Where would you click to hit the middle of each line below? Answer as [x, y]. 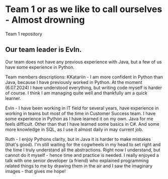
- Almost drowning [45, 20]
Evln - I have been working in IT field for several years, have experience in [82, 108]
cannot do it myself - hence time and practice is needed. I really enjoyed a [82, 155]
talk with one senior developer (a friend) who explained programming [77, 160]
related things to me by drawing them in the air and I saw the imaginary [79, 166]
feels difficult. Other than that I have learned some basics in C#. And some [82, 124]
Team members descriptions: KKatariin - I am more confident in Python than [84, 77]
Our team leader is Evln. [44, 50]
